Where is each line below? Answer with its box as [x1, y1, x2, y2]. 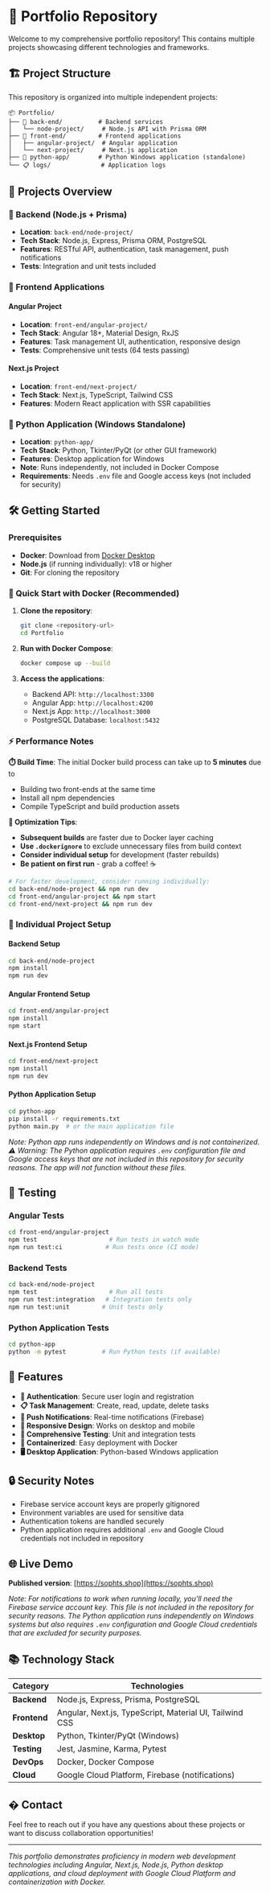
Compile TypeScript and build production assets [19, 801, 180, 811]
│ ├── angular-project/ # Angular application [8, 138, 178, 147]
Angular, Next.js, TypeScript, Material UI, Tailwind [56, 1707, 243, 1718]
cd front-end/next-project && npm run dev [8, 900, 153, 908]
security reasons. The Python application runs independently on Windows [8, 1611, 255, 1621]
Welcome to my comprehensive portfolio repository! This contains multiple [8, 34, 256, 43]
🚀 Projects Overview [8, 185, 112, 199]
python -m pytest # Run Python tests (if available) [8, 1347, 221, 1355]
